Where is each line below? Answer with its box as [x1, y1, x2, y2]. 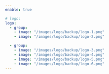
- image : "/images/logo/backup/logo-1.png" [14, 30, 105, 35]
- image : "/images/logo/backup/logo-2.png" [14, 34, 105, 39]
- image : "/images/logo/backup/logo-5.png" [14, 57, 105, 62]
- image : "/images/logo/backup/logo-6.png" [14, 61, 105, 66]
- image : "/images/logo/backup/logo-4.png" [14, 52, 105, 57]
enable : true [5, 7, 32, 12]
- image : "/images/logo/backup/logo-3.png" [14, 48, 105, 52]
